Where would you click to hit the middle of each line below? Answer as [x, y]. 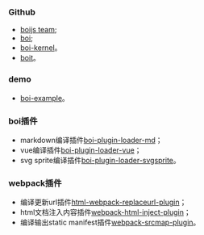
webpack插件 [35, 183]
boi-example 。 [45, 98]
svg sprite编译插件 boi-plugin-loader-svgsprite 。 [100, 160]
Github [22, 12]
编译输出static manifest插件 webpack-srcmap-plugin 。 [110, 222]
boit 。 [30, 58]
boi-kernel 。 [41, 48]
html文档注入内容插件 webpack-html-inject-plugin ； [105, 212]
